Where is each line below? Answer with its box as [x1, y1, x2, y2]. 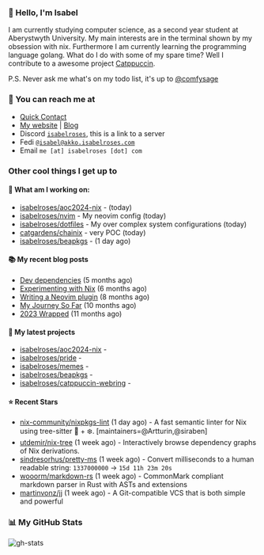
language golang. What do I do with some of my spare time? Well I [8, 51, 224, 60]
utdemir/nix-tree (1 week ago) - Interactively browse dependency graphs [19, 438, 257, 447]
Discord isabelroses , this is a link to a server [19, 128, 165, 138]
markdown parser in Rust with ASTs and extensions [19, 480, 188, 489]
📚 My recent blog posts [8, 255, 89, 264]
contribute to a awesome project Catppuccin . [8, 59, 156, 68]
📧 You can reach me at [8, 94, 96, 105]
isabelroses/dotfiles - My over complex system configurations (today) [19, 219, 247, 229]
